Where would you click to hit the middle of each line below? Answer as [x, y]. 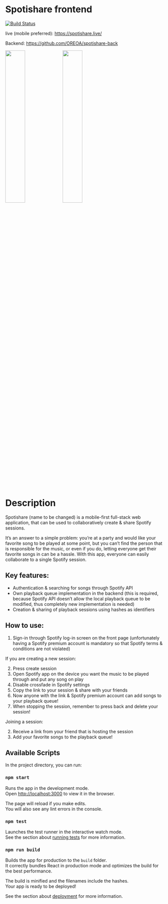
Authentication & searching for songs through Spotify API [73, 588]
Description [31, 503]
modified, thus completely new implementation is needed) [74, 604]
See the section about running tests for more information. [65, 837]
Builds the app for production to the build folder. [56, 860]
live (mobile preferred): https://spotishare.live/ [53, 33]
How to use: [25, 626]
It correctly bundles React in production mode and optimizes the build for [82, 866]
